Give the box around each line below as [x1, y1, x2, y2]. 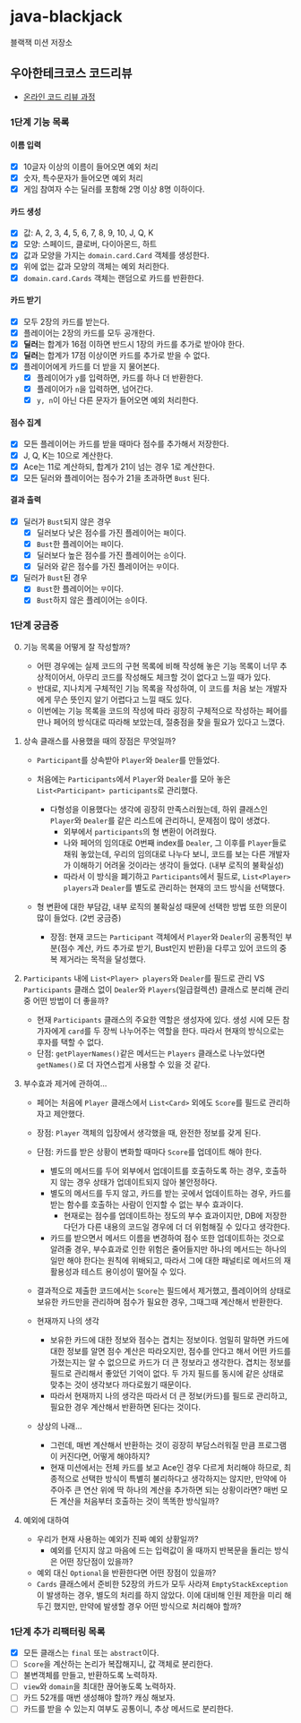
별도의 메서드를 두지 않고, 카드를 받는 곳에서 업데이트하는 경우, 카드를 [49, 1187, 292, 1198]
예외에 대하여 [22, 1514, 70, 1525]
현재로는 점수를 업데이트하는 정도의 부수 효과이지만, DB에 [63, 1210, 263, 1221]
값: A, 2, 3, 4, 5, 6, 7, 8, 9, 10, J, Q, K [22, 227, 154, 238]
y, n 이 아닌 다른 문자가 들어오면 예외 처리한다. [36, 395, 199, 406]
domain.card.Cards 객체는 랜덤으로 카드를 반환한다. [22, 272, 204, 283]
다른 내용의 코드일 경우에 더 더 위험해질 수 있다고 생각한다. [87, 1221, 290, 1232]
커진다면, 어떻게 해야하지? [59, 1451, 150, 1462]
